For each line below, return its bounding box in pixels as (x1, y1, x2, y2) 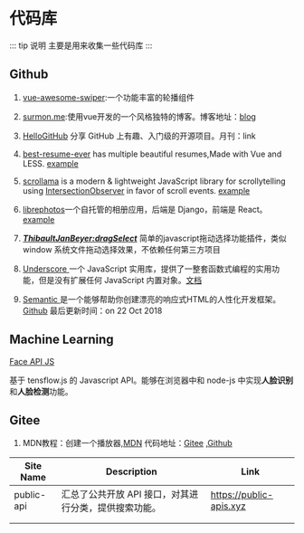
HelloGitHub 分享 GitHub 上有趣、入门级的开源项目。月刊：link (22, 130, 256, 141)
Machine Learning (9, 332, 115, 347)
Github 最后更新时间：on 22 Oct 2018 (22, 305, 163, 316)
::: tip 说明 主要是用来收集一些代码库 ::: (9, 40, 153, 51)
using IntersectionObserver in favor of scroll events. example (22, 185, 251, 195)
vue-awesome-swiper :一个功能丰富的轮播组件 (22, 91, 195, 102)
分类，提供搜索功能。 (70, 501, 161, 514)
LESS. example (22, 157, 79, 168)
